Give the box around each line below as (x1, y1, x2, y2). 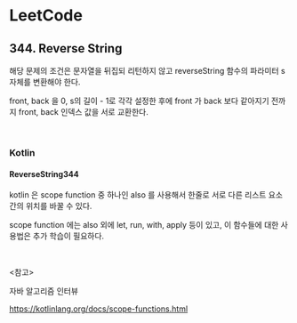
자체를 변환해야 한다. (9, 77, 81, 87)
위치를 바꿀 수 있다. (25, 201, 92, 212)
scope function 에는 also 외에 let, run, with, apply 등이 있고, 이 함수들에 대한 (9, 220, 279, 230)
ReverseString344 (9, 168, 79, 179)
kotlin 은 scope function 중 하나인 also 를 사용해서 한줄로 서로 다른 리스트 (9, 190, 267, 200)
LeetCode (9, 5, 83, 26)
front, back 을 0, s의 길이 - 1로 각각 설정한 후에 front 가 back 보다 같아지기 (9, 95, 269, 106)
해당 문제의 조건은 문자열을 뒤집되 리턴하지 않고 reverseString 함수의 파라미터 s (9, 66, 286, 76)
